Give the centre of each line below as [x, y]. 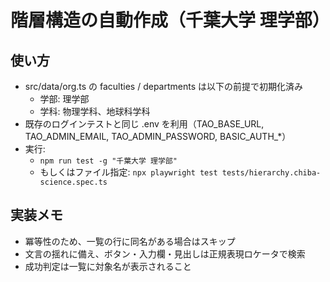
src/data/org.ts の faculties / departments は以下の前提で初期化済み [163, 86]
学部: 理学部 [64, 99]
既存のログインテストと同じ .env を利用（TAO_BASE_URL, [144, 124]
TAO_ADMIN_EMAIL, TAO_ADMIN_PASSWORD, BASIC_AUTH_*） [158, 136]
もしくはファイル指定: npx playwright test [128, 172]
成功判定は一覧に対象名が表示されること [108, 266]
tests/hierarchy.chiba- [271, 173]
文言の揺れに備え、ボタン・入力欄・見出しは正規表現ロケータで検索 [165, 253]
